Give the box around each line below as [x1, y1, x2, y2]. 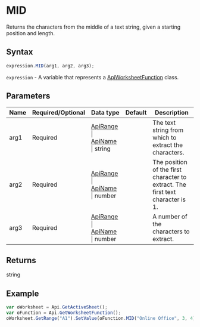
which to [152, 134, 177, 142]
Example [6, 288, 39, 298]
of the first [152, 165, 182, 174]
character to [152, 173, 187, 181]
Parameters [6, 91, 51, 101]
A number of [152, 212, 187, 221]
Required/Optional [32, 109, 85, 117]
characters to [152, 227, 190, 236]
